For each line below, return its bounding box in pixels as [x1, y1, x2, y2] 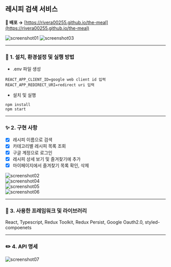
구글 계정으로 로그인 [12, 149, 52, 155]
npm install [5, 102, 31, 108]
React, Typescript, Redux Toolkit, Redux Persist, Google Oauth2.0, [5, 219, 144, 225]
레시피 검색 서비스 [5, 5, 58, 14]
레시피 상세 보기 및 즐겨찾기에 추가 [12, 156, 81, 162]
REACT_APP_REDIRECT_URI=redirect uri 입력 [5, 83, 95, 88]
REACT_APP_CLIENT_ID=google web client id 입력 [5, 77, 106, 83]
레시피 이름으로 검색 [12, 137, 52, 143]
